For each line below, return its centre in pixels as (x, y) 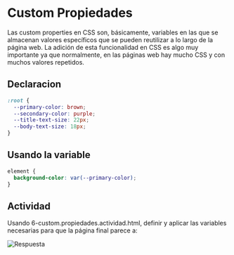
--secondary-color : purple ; (55, 114)
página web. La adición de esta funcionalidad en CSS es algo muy (103, 47)
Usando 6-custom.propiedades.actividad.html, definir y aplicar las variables (117, 223)
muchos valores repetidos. (46, 62)
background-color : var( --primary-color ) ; (75, 178)
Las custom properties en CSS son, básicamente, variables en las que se (113, 32)
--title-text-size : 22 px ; (52, 120)
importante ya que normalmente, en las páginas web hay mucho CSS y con (116, 55)
